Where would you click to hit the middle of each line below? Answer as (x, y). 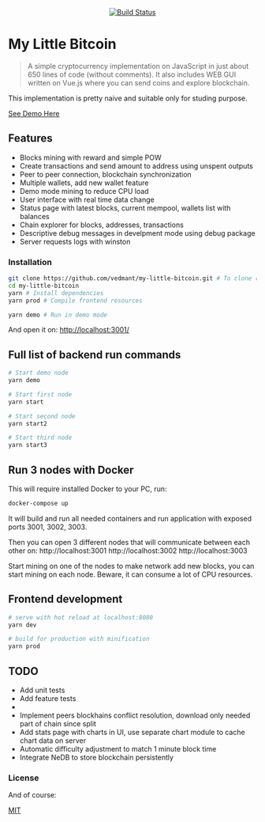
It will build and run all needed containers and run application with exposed (130, 518)
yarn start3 (28, 445)
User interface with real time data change (87, 199)
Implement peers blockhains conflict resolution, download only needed (135, 715)
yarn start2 (28, 423)
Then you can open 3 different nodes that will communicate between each (129, 542)
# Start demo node (38, 373)
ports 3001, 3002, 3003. (48, 527)
